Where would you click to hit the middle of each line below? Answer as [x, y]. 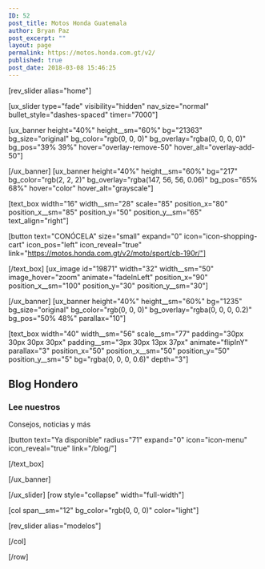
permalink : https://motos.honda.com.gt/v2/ [82, 53]
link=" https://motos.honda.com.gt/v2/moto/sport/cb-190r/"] [107, 253]
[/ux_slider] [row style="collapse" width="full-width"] [96, 495]
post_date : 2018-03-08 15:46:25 [62, 68]
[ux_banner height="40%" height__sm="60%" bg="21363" [105, 130]
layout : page [30, 46]
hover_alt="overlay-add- [215, 147]
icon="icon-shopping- [221, 236]
